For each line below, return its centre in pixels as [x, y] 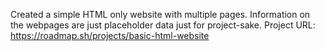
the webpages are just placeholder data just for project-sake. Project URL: [163, 25]
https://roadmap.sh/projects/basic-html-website [110, 35]
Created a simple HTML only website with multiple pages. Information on [160, 14]
